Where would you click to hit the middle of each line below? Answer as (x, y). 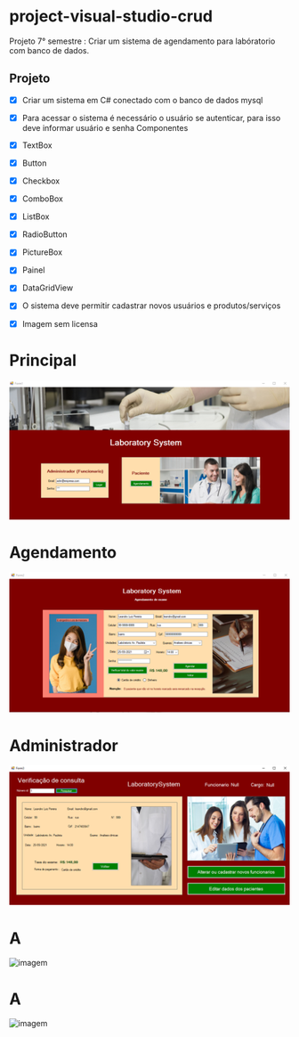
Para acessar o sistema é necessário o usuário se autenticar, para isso (151, 118)
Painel (33, 270)
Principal (43, 360)
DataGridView (48, 288)
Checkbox (41, 181)
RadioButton (45, 234)
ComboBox (43, 199)
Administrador (64, 745)
